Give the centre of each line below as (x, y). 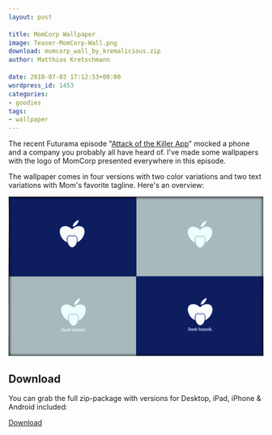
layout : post (30, 17)
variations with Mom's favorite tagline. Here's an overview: (106, 186)
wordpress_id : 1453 (41, 85)
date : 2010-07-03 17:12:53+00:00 (65, 77)
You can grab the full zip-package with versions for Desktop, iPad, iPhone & (135, 399)
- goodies (25, 102)
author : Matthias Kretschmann (59, 60)
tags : (17, 111)
